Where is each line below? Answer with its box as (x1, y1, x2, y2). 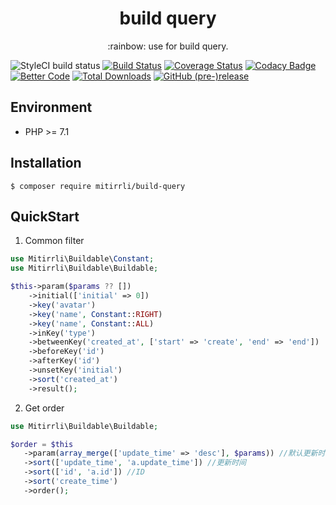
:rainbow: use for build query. (107, 40, 229, 52)
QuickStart (10, 208, 80, 225)
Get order (24, 402, 65, 414)
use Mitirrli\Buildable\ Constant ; (10, 254, 155, 264)
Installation (10, 155, 82, 172)
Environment (10, 99, 93, 116)
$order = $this (10, 439, 74, 449)
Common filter (24, 235, 85, 247)
